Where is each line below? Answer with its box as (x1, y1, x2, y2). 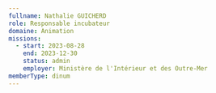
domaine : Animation (8, 27, 74, 35)
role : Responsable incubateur (8, 19, 111, 27)
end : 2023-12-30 (23, 49, 78, 57)
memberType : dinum (8, 72, 70, 80)
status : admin (23, 57, 70, 66)
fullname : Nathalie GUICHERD (8, 11, 107, 20)
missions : (8, 34, 42, 43)
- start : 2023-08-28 (15, 42, 85, 50)
